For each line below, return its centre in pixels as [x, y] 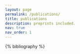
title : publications [26, 19]
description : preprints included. [40, 23]
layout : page [18, 10]
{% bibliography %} [25, 46]
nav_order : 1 [18, 32]
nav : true [15, 28]
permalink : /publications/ [33, 14]
